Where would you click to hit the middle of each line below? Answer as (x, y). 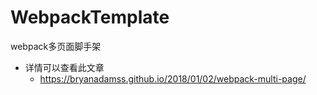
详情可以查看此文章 (64, 67)
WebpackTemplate (90, 17)
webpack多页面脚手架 (56, 46)
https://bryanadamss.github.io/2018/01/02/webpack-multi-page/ (173, 78)
